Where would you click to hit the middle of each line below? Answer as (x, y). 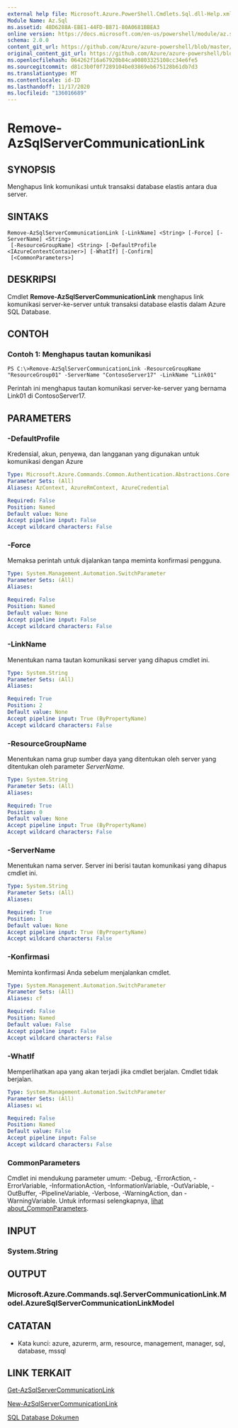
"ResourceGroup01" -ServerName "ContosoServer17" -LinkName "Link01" (112, 375)
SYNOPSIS (32, 169)
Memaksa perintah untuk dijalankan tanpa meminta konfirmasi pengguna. (114, 561)
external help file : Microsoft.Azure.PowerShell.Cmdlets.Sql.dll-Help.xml (120, 14)
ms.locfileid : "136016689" (47, 93)
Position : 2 (25, 705)
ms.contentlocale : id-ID (44, 80)
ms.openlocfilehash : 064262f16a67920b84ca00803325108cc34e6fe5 (103, 60)
